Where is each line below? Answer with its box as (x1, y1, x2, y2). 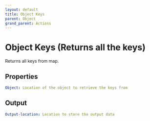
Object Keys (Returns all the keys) (5, 42, 146, 53)
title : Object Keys (5, 12, 45, 17)
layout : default (5, 7, 38, 12)
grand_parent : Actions (5, 21, 51, 26)
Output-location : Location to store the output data (5, 112, 115, 117)
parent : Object (5, 16, 36, 21)
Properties (5, 72, 38, 81)
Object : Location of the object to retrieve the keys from (5, 85, 128, 90)
